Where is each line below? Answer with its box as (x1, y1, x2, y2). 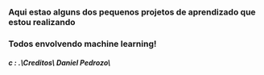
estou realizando (8, 16, 76, 27)
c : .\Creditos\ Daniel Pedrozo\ (8, 58, 111, 68)
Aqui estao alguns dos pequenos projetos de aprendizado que (8, 6, 256, 18)
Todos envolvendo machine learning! (8, 38, 157, 49)
